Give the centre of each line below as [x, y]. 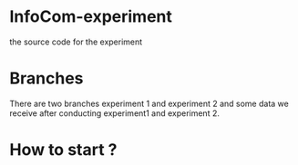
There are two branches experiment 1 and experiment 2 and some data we [149, 103]
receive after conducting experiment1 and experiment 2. [115, 113]
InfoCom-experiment [91, 17]
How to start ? [63, 150]
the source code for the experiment [76, 42]
